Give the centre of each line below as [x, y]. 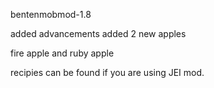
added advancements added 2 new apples [98, 33]
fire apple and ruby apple [62, 53]
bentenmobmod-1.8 [51, 14]
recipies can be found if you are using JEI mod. [107, 72]
